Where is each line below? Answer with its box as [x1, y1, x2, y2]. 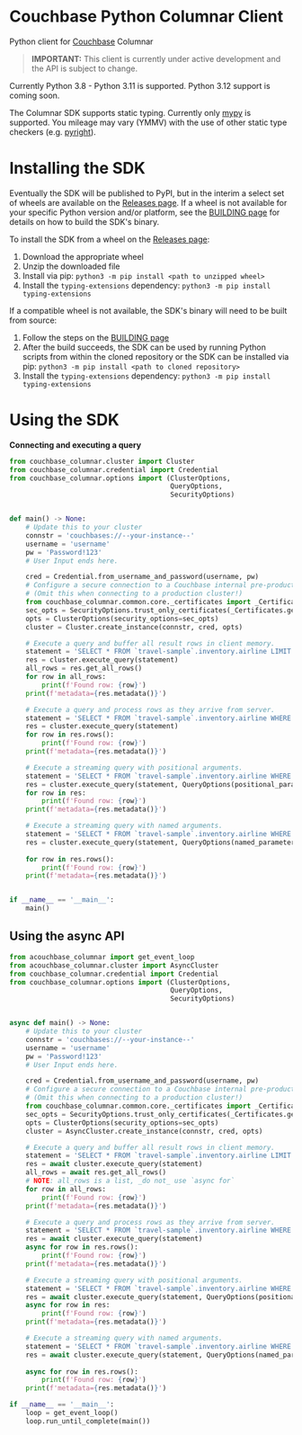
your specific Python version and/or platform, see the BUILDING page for [9, 207, 280, 218]
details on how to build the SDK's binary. [9, 216, 160, 227]
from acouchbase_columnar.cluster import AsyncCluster [9, 960, 219, 970]
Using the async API [9, 929, 125, 944]
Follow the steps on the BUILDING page [22, 332, 170, 343]
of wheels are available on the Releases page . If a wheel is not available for [9, 197, 288, 208]
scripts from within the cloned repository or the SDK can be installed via [22, 351, 289, 361]
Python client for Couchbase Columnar [9, 36, 154, 47]
